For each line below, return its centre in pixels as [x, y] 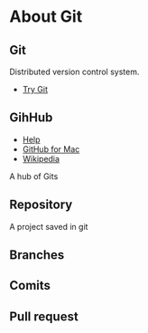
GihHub [31, 118]
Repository [41, 205]
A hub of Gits [34, 176]
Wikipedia [41, 158]
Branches [37, 255]
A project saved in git [49, 226]
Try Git [35, 89]
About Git [46, 17]
